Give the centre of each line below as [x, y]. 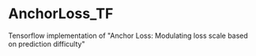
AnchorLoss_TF [61, 14]
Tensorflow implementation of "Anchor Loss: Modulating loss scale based [128, 35]
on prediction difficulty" [47, 43]
